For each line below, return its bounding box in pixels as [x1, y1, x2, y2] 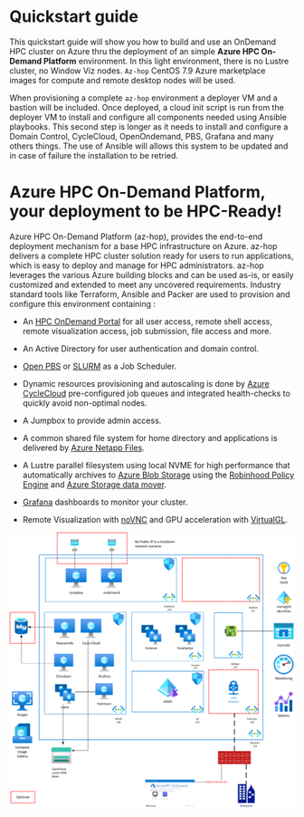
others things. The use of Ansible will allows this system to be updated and [9, 140, 289, 151]
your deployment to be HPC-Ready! [9, 201, 282, 222]
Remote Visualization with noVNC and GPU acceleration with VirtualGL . [22, 514, 288, 524]
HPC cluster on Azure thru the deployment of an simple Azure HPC [9, 45, 260, 56]
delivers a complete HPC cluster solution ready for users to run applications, [9, 250, 294, 261]
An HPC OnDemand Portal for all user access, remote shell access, [22, 315, 273, 327]
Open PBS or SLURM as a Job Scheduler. [22, 360, 177, 371]
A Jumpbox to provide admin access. [22, 415, 162, 426]
